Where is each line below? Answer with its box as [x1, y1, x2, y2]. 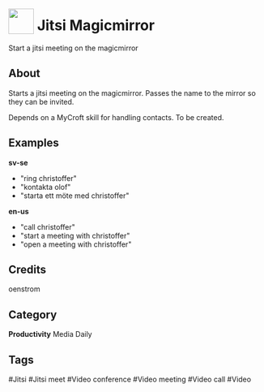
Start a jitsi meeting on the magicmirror [8, 43, 139, 53]
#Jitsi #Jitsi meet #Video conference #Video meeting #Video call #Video [8, 374, 252, 384]
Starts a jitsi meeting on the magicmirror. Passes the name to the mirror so [8, 88, 257, 97]
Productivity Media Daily [8, 330, 92, 339]
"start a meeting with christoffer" [19, 230, 130, 240]
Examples [8, 136, 59, 150]
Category [8, 308, 57, 321]
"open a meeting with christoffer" [19, 239, 132, 249]
